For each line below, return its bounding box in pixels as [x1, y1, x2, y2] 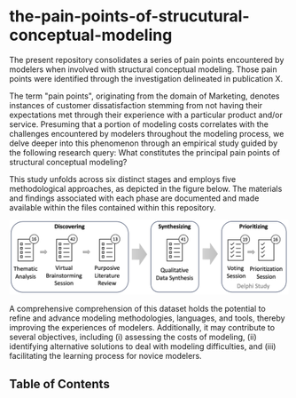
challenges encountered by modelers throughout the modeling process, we [9, 128, 284, 139]
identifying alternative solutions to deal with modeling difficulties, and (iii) [9, 341, 277, 352]
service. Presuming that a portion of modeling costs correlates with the [9, 118, 269, 130]
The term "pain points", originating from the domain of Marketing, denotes [9, 91, 280, 101]
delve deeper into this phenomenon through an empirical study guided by [9, 138, 278, 148]
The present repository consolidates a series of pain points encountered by [9, 54, 284, 65]
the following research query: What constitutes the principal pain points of [9, 147, 281, 157]
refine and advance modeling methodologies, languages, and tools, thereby [9, 313, 285, 323]
